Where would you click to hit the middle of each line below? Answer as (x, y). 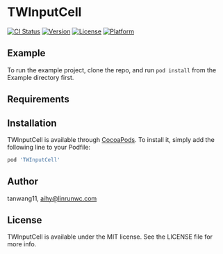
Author (23, 182)
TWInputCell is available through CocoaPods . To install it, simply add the (111, 139)
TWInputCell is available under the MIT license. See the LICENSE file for (110, 237)
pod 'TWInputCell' (34, 160)
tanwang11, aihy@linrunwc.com (52, 198)
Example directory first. (41, 77)
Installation (32, 123)
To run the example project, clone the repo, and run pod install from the (112, 70)
